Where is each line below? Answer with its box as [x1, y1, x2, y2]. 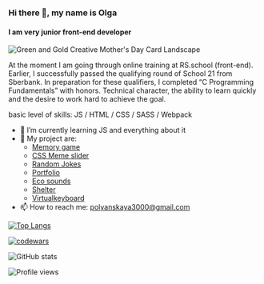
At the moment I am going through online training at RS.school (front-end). [8, 60, 254, 70]
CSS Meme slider [31, 151, 90, 161]
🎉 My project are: [19, 134, 78, 143]
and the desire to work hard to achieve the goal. [8, 94, 166, 104]
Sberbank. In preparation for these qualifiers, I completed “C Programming [8, 78, 254, 87]
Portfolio [31, 168, 60, 178]
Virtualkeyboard [31, 194, 86, 203]
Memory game [31, 142, 81, 152]
